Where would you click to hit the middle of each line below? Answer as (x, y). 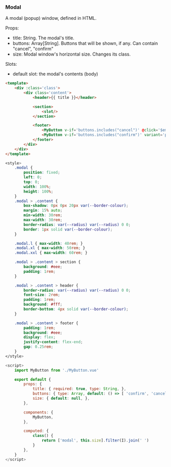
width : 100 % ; (37, 187)
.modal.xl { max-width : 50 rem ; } (50, 248)
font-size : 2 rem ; (42, 295)
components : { (38, 412)
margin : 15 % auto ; (43, 211)
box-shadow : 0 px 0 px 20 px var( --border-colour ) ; (76, 206)
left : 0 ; (33, 177)
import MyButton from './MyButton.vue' (57, 370)
